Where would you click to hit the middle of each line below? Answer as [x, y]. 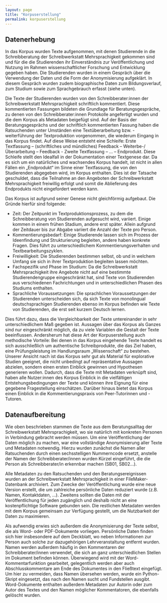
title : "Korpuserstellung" [33, 15]
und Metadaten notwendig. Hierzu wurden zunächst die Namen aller [75, 448]
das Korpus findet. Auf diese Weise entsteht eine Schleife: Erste [71, 141]
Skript [11, 579]
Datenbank [16, 484]
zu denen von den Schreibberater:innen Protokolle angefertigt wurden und [82, 114]
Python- [151, 574]
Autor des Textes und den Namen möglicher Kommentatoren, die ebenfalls [82, 590]
